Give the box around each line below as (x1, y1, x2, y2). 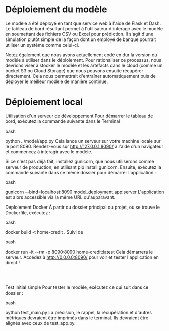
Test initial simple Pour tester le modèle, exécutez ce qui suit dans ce (5, 284, 149, 291)
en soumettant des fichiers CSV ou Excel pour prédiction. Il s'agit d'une (5, 31, 154, 37)
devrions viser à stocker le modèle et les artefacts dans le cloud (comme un (5, 62, 163, 68)
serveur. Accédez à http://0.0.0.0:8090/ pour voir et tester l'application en (5, 254, 159, 260)
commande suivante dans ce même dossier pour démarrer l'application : (5, 169, 156, 175)
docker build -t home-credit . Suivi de (5, 229, 83, 235)
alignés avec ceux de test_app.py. (5, 320, 76, 326)
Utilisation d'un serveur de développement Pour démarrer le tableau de (5, 113, 153, 119)
